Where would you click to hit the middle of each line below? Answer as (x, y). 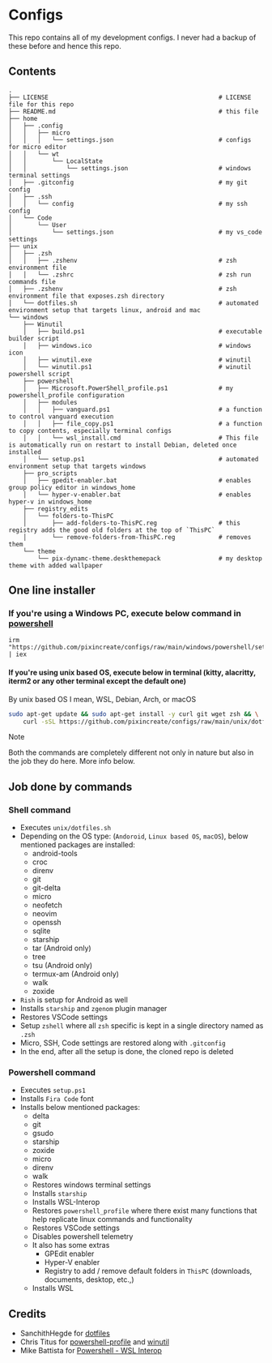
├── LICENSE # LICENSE (130, 97)
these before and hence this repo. (65, 45)
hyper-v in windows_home (50, 501)
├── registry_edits (56, 508)
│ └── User (38, 225)
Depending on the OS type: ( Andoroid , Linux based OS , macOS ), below (134, 836)
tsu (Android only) (62, 966)
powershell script (39, 374)
